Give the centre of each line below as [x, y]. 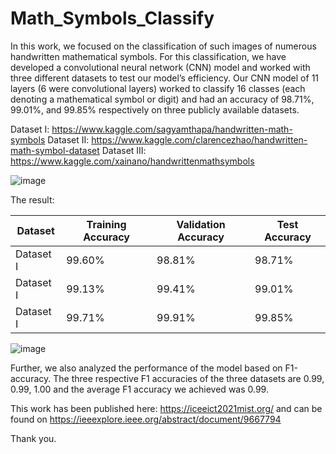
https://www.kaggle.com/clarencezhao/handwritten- [199, 139]
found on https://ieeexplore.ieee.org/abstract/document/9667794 [146, 419]
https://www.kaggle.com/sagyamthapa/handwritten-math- [172, 129]
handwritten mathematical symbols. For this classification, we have [148, 56]
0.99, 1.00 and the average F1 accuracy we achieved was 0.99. [139, 389]
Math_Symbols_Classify [112, 18]
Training [106, 224]
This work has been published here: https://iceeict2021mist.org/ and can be [166, 408]
